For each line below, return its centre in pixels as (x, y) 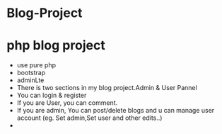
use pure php (36, 65)
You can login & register (52, 95)
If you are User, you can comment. (67, 103)
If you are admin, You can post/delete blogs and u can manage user (116, 111)
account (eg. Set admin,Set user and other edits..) (89, 118)
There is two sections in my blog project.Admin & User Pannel (107, 88)
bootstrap (31, 73)
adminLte (30, 80)
